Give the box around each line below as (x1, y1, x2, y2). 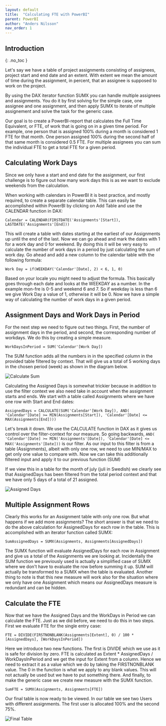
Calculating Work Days (5, 159, 78, 167)
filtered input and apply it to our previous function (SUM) (5, 456, 121, 462)
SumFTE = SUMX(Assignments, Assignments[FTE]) (5, 687, 103, 692)
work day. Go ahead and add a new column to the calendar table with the (5, 251, 155, 257)
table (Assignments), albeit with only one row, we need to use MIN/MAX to (5, 446, 157, 452)
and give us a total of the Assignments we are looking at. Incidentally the (5, 553, 154, 559)
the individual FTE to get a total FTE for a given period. (5, 144, 116, 150)
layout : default (5, 7, 39, 12)
